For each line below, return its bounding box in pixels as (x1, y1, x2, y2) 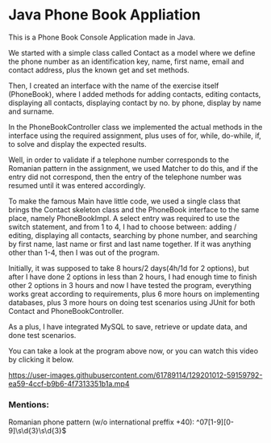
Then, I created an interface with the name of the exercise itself (8, 81, 219, 90)
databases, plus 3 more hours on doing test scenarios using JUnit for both (8, 297, 256, 307)
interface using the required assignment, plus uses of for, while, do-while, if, (8, 131, 262, 140)
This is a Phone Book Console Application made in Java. (8, 32, 196, 42)
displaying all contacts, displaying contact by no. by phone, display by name (8, 98, 262, 107)
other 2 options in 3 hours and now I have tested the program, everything (8, 280, 252, 290)
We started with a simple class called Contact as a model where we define (8, 48, 256, 57)
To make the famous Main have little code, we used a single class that (8, 196, 241, 206)
